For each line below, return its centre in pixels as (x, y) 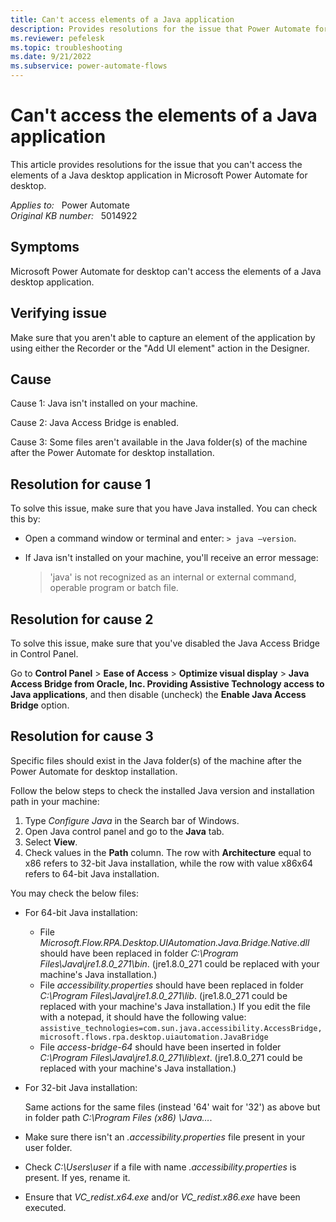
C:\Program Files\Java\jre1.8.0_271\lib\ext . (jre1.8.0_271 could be (171, 1057)
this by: (25, 519)
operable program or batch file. (114, 588)
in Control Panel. (44, 654)
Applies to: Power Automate (70, 205)
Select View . (51, 842)
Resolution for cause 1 (81, 484)
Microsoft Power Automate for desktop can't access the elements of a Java (166, 271)
